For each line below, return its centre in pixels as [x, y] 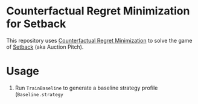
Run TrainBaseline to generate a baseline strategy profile [86, 88]
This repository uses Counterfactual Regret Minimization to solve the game [99, 40]
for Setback [36, 24]
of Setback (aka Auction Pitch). [45, 47]
